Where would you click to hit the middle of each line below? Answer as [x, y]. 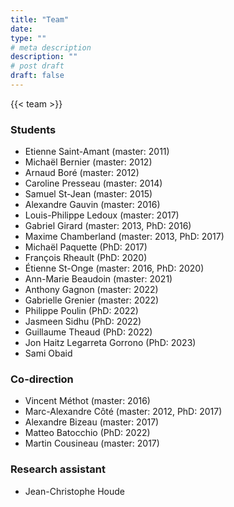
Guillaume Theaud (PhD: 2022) [88, 332]
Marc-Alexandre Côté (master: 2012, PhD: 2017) [123, 412]
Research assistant [58, 469]
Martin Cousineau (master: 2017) [92, 443]
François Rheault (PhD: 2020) [86, 258]
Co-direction [42, 379]
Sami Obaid [48, 353]
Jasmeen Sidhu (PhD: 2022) [83, 322]
